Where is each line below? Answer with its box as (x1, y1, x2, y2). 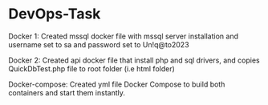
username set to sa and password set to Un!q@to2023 (8, 39, 190, 49)
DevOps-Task (8, 5, 101, 23)
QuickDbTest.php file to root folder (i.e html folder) (8, 63, 175, 73)
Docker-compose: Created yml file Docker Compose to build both (8, 79, 225, 89)
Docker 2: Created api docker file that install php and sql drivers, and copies (8, 55, 260, 65)
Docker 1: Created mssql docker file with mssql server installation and (8, 31, 239, 41)
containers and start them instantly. (8, 87, 126, 97)
